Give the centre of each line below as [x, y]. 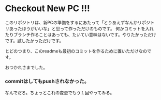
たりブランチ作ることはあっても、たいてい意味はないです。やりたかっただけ [80, 34]
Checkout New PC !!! [48, 8]
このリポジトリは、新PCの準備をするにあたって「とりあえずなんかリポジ [78, 22]
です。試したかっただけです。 [34, 41]
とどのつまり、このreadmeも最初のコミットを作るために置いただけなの [76, 51]
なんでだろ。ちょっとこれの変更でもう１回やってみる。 [60, 93]
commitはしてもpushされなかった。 [47, 81]
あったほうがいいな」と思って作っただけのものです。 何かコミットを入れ [81, 28]
